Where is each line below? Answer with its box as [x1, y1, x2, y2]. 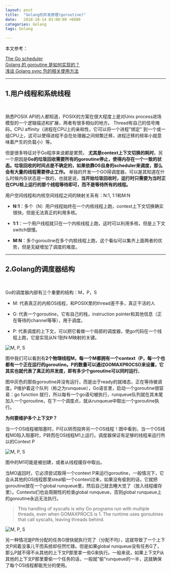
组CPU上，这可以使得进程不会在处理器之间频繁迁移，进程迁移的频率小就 [5, 132, 158, 138]
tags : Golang [5, 26, 33, 32]
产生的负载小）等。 [14, 138, 54, 145]
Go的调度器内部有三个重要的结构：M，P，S [5, 289, 97, 295]
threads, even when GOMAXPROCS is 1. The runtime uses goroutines [17, 511, 164, 517]
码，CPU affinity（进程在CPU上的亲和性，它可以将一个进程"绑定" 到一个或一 [5, 126, 166, 132]
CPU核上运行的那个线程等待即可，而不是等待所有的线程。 [9, 181, 131, 187]
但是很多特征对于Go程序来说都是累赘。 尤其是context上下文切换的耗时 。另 [5, 150, 163, 156]
